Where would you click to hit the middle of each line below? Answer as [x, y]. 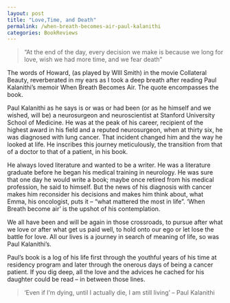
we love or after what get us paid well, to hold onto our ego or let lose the [111, 229]
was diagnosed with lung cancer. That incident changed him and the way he [115, 137]
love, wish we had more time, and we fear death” [93, 60]
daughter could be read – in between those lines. [76, 280]
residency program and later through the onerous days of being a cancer [110, 265]
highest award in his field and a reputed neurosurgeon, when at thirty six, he [115, 130]
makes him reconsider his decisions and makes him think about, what [105, 194]
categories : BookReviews [43, 33]
